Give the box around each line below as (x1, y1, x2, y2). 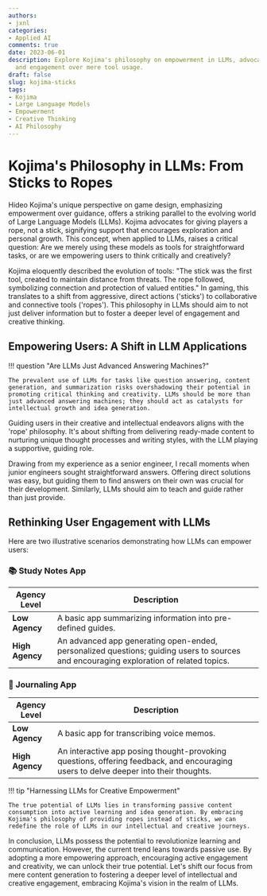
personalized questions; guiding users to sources (56, 645, 241, 656)
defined (56, 622, 86, 633)
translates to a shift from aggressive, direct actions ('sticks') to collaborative (8, 291, 257, 301)
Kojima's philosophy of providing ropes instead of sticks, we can (8, 815, 237, 823)
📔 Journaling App (8, 679, 77, 690)
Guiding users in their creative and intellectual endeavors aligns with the (8, 418, 245, 428)
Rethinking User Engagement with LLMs (8, 515, 211, 529)
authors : (8, 11, 37, 20)
